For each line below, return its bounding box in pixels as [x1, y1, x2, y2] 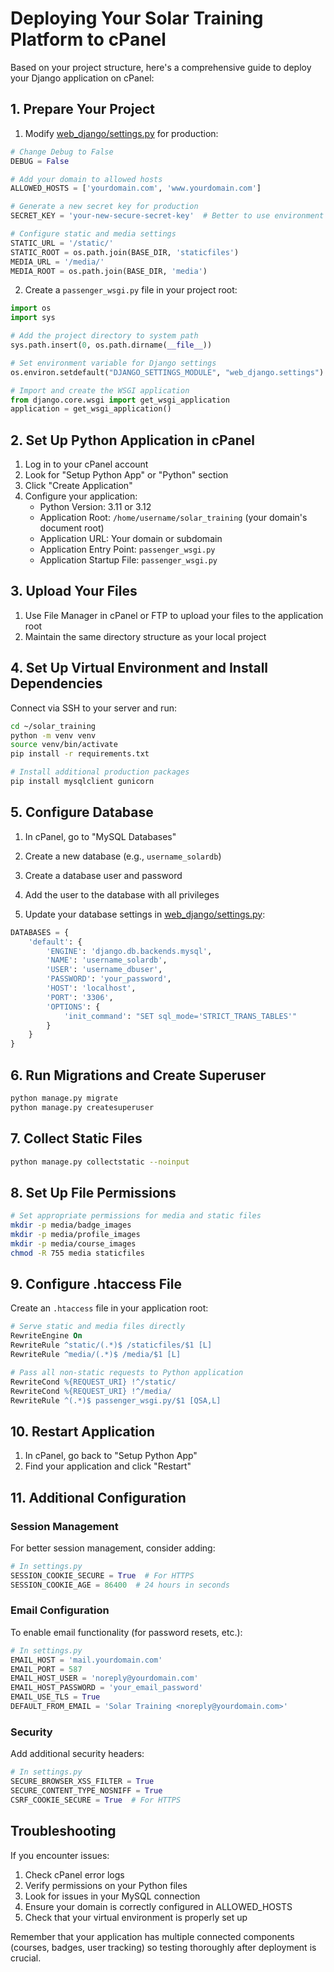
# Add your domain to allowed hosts [10, 174, 163, 184]
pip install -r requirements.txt [10, 749, 150, 759]
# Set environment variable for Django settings [10, 358, 217, 368]
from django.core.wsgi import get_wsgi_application [10, 395, 230, 405]
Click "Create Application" [24, 480, 133, 492]
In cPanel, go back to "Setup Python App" [24, 1450, 198, 1462]
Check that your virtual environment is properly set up [24, 1911, 248, 1923]
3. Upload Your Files [10, 583, 138, 600]
